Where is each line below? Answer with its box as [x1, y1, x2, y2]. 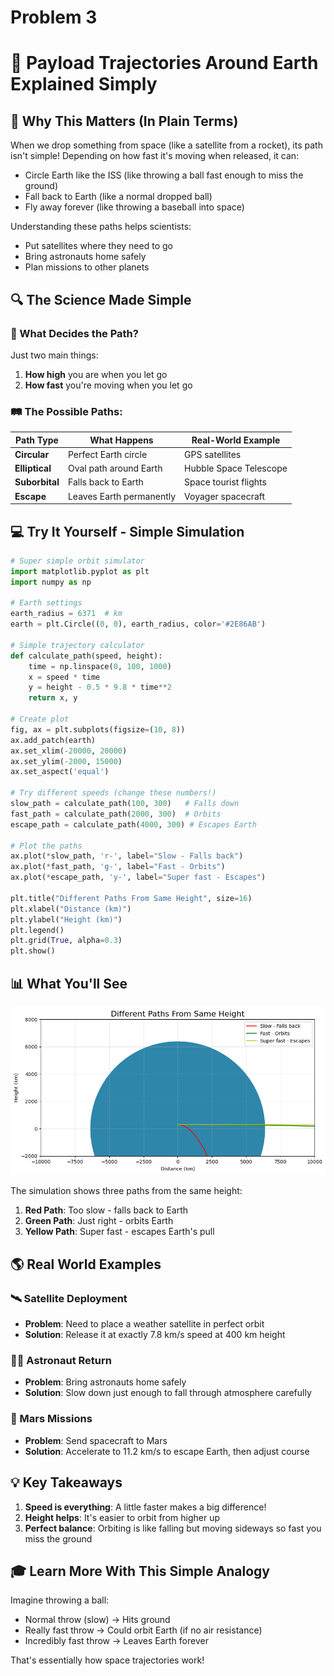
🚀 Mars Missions [10, 1412, 93, 1426]
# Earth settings [10, 598, 83, 608]
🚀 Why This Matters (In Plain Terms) [10, 112, 239, 130]
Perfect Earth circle [67, 448, 148, 460]
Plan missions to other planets [24, 261, 150, 273]
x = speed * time [28, 672, 101, 682]
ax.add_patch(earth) [10, 735, 97, 745]
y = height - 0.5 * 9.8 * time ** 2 [28, 682, 172, 693]
